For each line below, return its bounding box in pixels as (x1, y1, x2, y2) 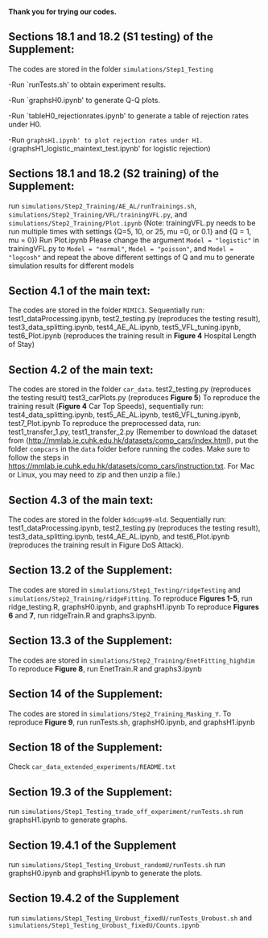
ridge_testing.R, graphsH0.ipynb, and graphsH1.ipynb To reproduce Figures (8, 601, 260, 611)
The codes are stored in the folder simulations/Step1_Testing (8, 64, 213, 73)
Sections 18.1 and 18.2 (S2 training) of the (8, 167, 220, 180)
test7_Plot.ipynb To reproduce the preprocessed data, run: (8, 419, 201, 428)
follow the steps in (8, 452, 69, 462)
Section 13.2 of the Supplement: (8, 564, 173, 577)
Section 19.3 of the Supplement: (8, 785, 173, 799)
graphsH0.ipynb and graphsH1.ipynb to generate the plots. (8, 868, 203, 878)
